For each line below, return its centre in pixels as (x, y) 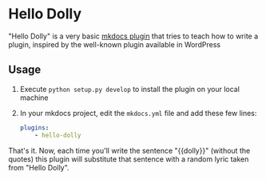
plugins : (34, 128)
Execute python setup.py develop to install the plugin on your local (129, 89)
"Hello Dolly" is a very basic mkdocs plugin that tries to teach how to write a (133, 36)
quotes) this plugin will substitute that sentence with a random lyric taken (129, 159)
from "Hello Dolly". (39, 167)
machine (34, 98)
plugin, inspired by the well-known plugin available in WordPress (115, 44)
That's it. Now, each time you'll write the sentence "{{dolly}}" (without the (129, 150)
